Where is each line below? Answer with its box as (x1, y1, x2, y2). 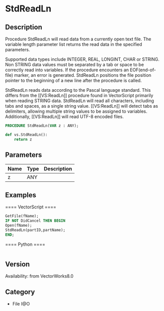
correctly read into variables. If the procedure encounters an (5, 67, 129, 73)
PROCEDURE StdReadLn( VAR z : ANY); (5, 123, 79, 128)
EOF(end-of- (130, 67, 156, 73)
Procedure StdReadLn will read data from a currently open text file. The (5, 36, 152, 42)
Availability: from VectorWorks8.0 (5, 273, 74, 279)
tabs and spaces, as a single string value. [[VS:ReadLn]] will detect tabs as (5, 103, 158, 109)
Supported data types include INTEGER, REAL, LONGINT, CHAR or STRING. (5, 56, 160, 62)
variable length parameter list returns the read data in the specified (5, 41, 143, 47)
